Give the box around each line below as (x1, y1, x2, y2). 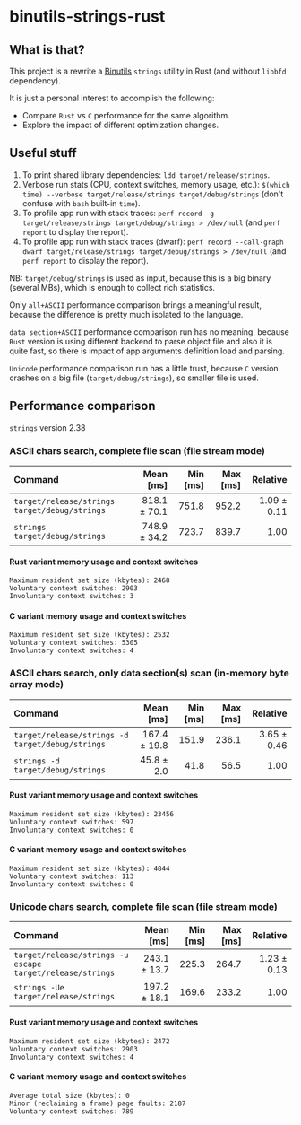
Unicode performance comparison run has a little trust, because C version (9, 362, 279, 373)
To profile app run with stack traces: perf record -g (21, 207, 215, 218)
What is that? (9, 42, 85, 57)
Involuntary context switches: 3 (9, 592, 134, 601)
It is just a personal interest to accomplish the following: (9, 92, 215, 103)
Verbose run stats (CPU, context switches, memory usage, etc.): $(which (21, 179, 290, 189)
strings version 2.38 (9, 422, 86, 432)
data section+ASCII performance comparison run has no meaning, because (9, 326, 289, 337)
